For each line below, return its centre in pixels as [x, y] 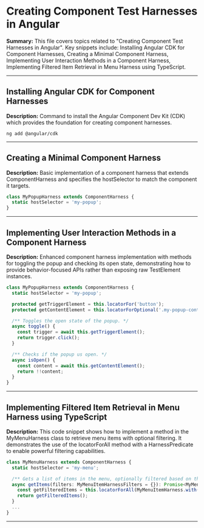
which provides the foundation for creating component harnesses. [89, 122]
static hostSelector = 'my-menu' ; [55, 468]
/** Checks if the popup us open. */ [59, 354]
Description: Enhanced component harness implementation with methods [99, 257]
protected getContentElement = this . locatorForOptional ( [85, 310]
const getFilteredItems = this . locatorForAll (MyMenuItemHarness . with [107, 490]
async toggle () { [34, 326]
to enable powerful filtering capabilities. [56, 451]
